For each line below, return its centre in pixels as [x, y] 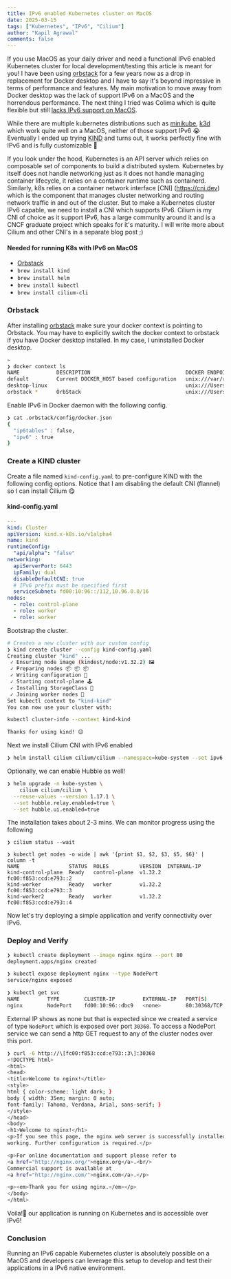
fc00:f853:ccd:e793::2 [40, 879]
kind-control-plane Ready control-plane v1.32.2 [84, 873]
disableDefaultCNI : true [49, 579]
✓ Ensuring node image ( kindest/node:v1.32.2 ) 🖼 [82, 663]
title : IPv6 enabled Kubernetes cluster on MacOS [80, 13]
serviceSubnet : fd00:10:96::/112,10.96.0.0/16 [81, 592]
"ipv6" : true [33, 437]
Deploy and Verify [38, 940]
